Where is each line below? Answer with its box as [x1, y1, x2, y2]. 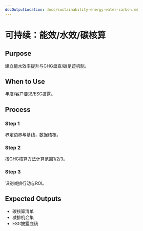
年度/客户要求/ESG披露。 [5, 91, 55, 97]
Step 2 [5, 145, 21, 151]
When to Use [5, 78, 45, 86]
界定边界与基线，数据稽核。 [5, 132, 61, 138]
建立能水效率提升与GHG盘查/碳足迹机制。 [5, 63, 89, 69]
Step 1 [5, 120, 20, 127]
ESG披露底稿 [12, 220, 38, 226]
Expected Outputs [5, 195, 61, 203]
